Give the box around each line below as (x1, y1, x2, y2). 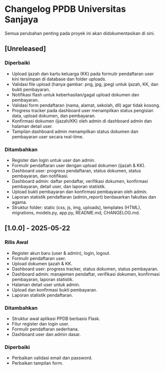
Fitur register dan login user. (11, 321, 70, 327)
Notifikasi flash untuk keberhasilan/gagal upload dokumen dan (11, 91, 139, 97)
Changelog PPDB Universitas (4, 3, 126, 15)
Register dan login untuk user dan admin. (11, 157, 96, 163)
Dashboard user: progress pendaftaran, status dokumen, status (11, 167, 141, 173)
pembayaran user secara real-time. (11, 133, 84, 139)
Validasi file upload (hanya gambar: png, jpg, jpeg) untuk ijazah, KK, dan (11, 81, 159, 87)
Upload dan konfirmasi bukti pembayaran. (11, 287, 97, 292)
